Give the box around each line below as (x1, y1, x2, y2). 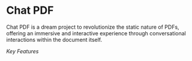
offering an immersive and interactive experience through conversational (6, 29, 186, 36)
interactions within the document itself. (6, 36, 103, 43)
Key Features (6, 47, 39, 54)
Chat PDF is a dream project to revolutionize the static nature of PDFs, (6, 23, 179, 30)
